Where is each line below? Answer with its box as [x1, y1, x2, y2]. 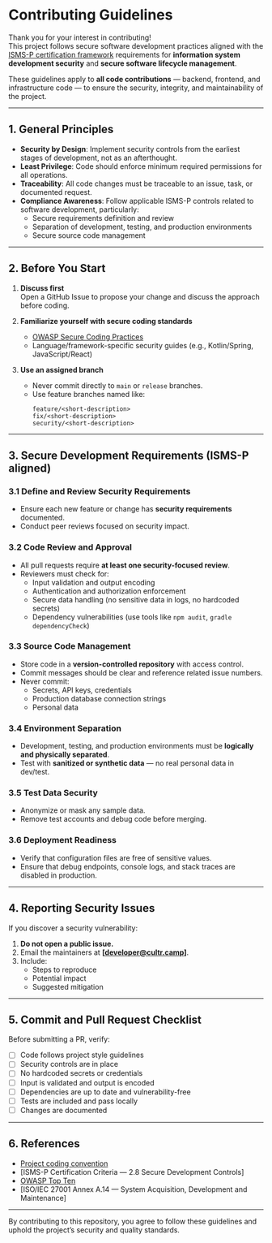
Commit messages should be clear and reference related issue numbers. [19, 667, 263, 677]
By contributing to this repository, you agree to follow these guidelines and [8, 1216, 257, 1226]
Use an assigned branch [19, 365, 104, 374]
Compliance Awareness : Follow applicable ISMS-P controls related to [19, 196, 254, 205]
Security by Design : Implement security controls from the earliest [19, 144, 240, 153]
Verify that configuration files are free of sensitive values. [19, 852, 212, 862]
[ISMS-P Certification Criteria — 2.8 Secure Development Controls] [19, 1167, 244, 1176]
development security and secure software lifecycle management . [8, 58, 237, 68]
